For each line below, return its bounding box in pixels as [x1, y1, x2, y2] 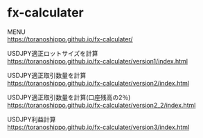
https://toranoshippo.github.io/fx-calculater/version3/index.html [7, 123, 190, 131]
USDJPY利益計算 [7, 115, 56, 124]
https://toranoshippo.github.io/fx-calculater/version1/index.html [7, 57, 188, 65]
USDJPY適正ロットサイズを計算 [7, 49, 98, 57]
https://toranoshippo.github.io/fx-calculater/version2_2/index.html [7, 101, 196, 109]
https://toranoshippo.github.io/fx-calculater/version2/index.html [7, 79, 189, 87]
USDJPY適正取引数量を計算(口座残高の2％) [7, 93, 131, 101]
